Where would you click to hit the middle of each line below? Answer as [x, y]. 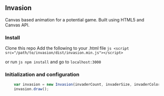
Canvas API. [17, 25]
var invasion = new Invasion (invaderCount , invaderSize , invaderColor [87, 85]
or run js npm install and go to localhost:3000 [53, 62]
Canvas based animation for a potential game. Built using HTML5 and [75, 19]
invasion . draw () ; [31, 89]
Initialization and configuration [42, 75]
